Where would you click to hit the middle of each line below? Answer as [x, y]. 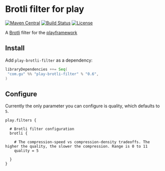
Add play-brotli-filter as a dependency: [49, 60]
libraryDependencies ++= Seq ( [37, 69]
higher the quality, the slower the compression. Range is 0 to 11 [77, 147]
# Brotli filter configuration [42, 129]
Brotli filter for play [45, 9]
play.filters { [21, 120]
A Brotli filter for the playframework [41, 32]
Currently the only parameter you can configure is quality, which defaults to [82, 106]
